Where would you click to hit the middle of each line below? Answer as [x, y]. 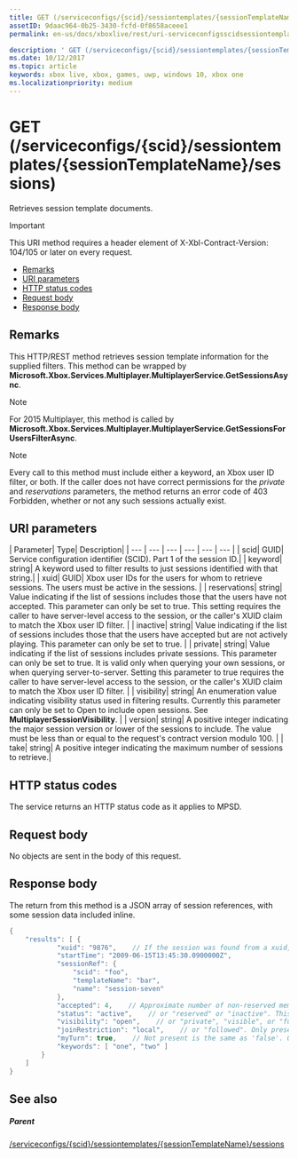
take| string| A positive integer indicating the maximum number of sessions [146, 748]
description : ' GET [45, 50]
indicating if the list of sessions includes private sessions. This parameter [143, 654]
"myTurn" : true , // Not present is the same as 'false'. [170, 1039]
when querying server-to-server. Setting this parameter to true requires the [147, 672]
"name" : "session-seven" [118, 988]
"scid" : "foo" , [100, 972]
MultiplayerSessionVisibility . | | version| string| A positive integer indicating [149, 719]
